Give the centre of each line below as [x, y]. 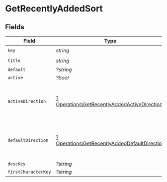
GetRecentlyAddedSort [54, 9]
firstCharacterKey [29, 172]
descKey [17, 164]
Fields [15, 27]
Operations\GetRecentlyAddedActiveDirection [109, 104]
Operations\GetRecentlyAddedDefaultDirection [110, 143]
